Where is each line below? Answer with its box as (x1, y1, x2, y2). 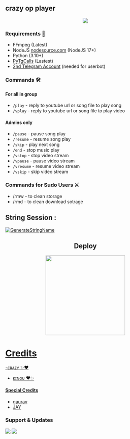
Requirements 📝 (5, 30, 46, 37)
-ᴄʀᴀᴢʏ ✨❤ (5, 364, 29, 371)
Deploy (74, 241, 97, 250)
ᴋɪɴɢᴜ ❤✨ (12, 375, 35, 381)
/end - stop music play (12, 147, 60, 153)
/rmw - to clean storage (12, 193, 62, 199)
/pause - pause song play (12, 131, 66, 137)
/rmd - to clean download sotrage (12, 199, 83, 205)
